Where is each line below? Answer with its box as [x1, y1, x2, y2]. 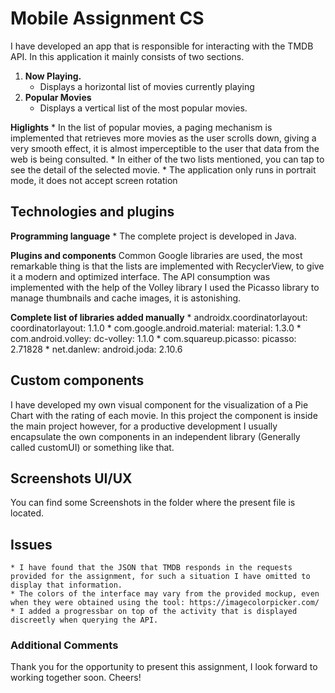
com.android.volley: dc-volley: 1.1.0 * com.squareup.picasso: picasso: [10, 332, 297, 344]
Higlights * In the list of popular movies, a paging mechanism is [10, 121, 273, 133]
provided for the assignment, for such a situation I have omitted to [10, 572, 311, 582]
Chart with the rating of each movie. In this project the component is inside [10, 409, 318, 421]
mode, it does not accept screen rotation [10, 174, 178, 186]
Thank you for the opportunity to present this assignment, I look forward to [10, 661, 318, 673]
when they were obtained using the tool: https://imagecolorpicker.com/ [10, 598, 320, 608]
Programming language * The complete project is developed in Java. [10, 230, 297, 242]
